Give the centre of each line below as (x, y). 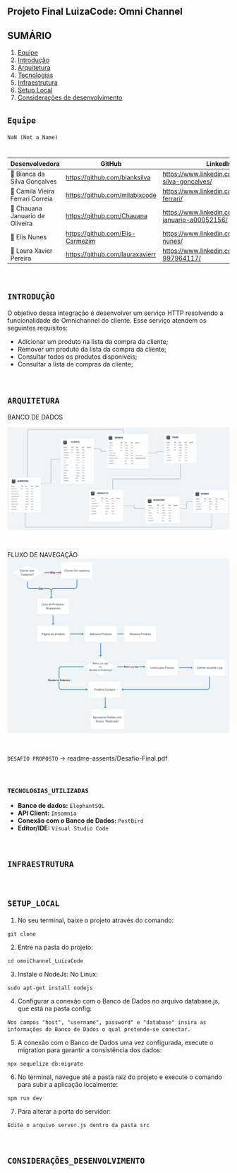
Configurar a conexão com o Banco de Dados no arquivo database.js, (119, 1001)
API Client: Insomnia (47, 813)
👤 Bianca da (28, 174)
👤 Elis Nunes (29, 237)
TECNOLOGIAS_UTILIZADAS (48, 791)
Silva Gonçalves (34, 181)
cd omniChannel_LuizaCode (45, 961)
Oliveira (22, 224)
